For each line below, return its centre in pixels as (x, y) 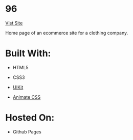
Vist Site (14, 23)
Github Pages (27, 132)
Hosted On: (30, 118)
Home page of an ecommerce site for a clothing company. (67, 33)
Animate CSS (27, 97)
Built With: (28, 53)
